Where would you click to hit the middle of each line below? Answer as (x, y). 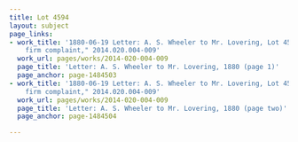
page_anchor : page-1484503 (67, 75)
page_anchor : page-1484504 (67, 116)
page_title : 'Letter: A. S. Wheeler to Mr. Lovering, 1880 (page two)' (153, 108)
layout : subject (39, 26)
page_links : (31, 34)
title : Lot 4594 (39, 17)
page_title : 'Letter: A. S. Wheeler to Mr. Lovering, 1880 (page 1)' (148, 67)
